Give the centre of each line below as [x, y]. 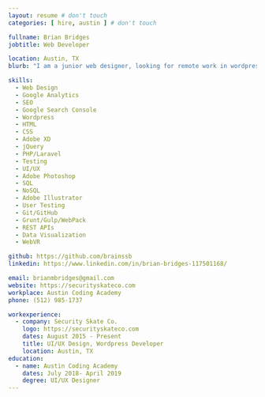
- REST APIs [35, 227]
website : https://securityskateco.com [72, 285]
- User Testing [40, 206]
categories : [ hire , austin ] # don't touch [82, 23]
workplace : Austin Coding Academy [65, 293]
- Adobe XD [33, 139]
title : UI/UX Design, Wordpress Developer [93, 344]
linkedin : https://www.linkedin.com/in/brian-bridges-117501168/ [118, 264]
